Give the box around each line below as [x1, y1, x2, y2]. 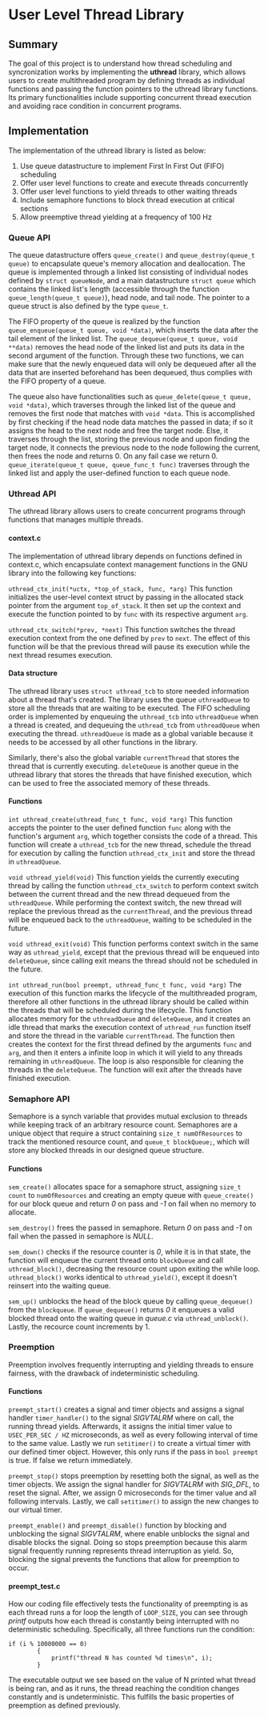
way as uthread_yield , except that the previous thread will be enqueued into [8, 947, 260, 957]
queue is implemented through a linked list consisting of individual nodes [8, 267, 249, 277]
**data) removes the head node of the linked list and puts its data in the [8, 342, 246, 352]
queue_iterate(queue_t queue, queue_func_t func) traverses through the [8, 460, 250, 470]
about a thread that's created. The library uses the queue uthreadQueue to [8, 695, 250, 704]
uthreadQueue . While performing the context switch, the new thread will [8, 898, 242, 907]
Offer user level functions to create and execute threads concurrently [19, 178, 249, 187]
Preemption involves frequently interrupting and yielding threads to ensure [8, 1360, 254, 1369]
